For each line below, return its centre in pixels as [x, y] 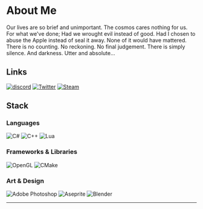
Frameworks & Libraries [42, 152]
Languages [23, 123]
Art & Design [25, 181]
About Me [31, 11]
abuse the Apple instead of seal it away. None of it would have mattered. [97, 40]
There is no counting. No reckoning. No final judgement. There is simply [96, 47]
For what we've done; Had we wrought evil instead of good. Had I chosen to [101, 33]
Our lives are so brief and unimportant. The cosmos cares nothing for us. [97, 27]
